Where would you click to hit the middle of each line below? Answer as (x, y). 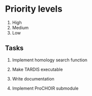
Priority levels (34, 9)
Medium (20, 27)
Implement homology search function (50, 60)
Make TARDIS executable (37, 69)
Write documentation (33, 78)
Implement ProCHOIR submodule (45, 88)
